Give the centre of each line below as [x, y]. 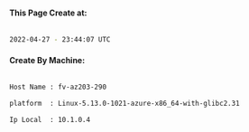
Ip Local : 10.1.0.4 [50, 120]
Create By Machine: [47, 60]
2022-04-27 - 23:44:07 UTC [60, 40]
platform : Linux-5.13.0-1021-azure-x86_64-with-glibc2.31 [125, 104]
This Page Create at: [48, 13]
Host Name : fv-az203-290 [58, 87]
